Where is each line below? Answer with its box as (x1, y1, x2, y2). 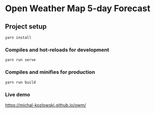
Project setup (5, 22, 47, 31)
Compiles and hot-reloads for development (5, 46, 110, 53)
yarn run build (5, 80, 36, 85)
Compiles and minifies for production (5, 69, 95, 75)
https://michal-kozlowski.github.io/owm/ (5, 102, 86, 108)
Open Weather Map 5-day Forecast (5, 3, 151, 14)
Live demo (5, 91, 30, 98)
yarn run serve (5, 57, 36, 62)
